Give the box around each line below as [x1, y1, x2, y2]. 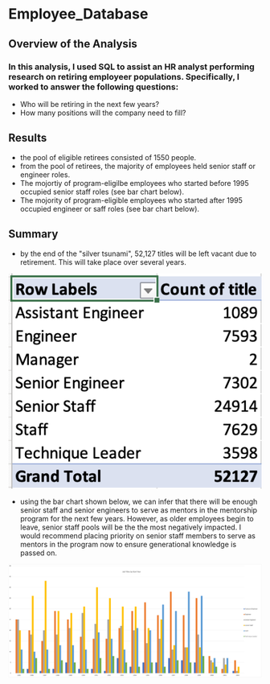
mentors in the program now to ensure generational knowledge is [19, 539, 237, 549]
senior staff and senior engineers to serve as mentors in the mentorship [19, 505, 258, 515]
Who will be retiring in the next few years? [19, 99, 159, 109]
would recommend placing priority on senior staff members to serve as [19, 530, 256, 540]
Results [8, 131, 47, 145]
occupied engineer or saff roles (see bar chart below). [19, 204, 199, 213]
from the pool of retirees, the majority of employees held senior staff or [19, 161, 256, 171]
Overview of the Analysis [8, 37, 138, 51]
